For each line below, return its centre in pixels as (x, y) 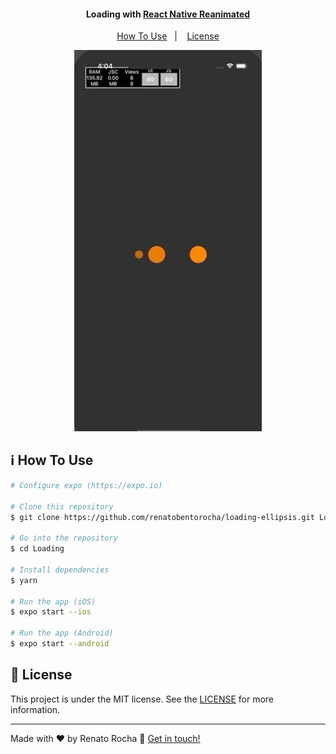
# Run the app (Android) (62, 633)
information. (35, 709)
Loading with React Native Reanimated (168, 14)
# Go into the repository (64, 538)
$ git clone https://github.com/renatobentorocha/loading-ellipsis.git (162, 517)
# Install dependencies (60, 570)
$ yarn (24, 580)
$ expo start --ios (51, 612)
